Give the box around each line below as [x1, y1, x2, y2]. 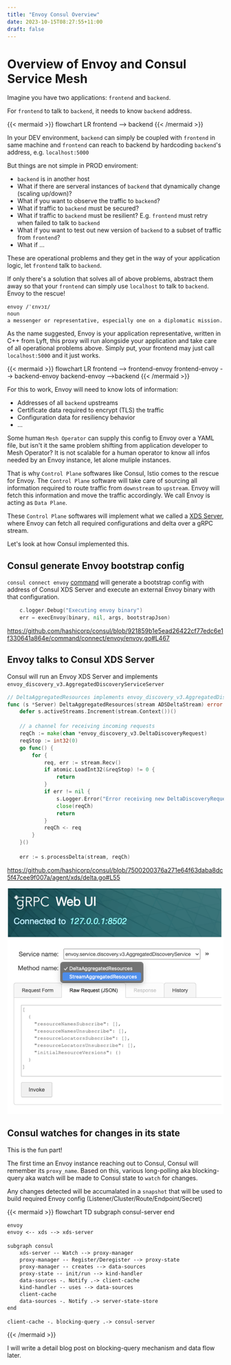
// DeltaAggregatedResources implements [7, 694, 125, 700]
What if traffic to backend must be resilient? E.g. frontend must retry [16, 211, 208, 220]
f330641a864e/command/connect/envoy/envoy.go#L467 [7, 634, 170, 642]
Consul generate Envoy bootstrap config [7, 560, 185, 572]
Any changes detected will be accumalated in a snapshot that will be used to [7, 1187, 223, 1195]
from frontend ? [16, 233, 60, 242]
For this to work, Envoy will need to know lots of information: [7, 386, 179, 394]
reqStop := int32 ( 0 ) [19, 737, 78, 744]
